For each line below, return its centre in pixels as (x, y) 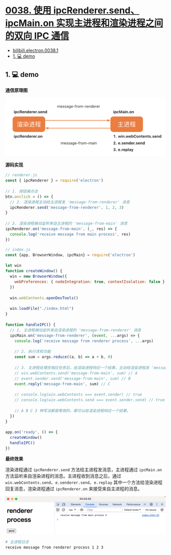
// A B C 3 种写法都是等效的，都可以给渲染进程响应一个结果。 (73, 411)
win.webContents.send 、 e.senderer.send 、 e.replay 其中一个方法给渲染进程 (84, 482)
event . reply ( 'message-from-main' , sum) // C (62, 384)
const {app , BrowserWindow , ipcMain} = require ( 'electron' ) (70, 255)
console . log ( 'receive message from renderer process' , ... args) (84, 341)
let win (13, 266)
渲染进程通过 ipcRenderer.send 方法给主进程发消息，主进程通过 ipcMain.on (83, 469)
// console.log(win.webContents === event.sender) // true (78, 395)
